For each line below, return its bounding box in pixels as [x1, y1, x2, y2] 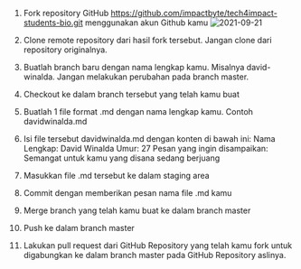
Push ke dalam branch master [23, 223, 135, 233]
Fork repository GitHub [23, 8, 109, 18]
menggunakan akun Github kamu [85, 17, 209, 28]
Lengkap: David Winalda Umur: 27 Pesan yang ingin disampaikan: [23, 144, 269, 153]
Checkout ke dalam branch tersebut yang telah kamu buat [23, 89, 240, 99]
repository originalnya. [23, 44, 108, 55]
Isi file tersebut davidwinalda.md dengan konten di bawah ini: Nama [23, 134, 276, 144]
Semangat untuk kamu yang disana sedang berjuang [23, 153, 221, 163]
